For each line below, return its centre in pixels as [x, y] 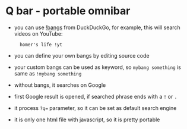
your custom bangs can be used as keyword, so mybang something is [98, 67]
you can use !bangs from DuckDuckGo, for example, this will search [97, 27]
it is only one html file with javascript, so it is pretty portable [87, 119]
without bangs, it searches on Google [60, 85]
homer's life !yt [41, 45]
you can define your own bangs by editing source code [82, 55]
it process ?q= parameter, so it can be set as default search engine [95, 108]
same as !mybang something [48, 73]
